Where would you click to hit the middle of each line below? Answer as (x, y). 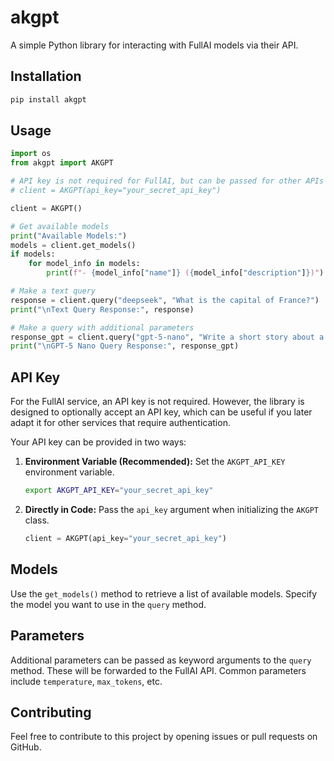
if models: (33, 254)
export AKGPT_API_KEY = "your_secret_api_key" (119, 491)
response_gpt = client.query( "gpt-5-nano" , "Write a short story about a (167, 337)
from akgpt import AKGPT (62, 163)
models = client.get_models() (73, 245)
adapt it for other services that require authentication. (120, 423)
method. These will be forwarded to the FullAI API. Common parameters (158, 670)
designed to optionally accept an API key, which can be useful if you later (161, 412)
